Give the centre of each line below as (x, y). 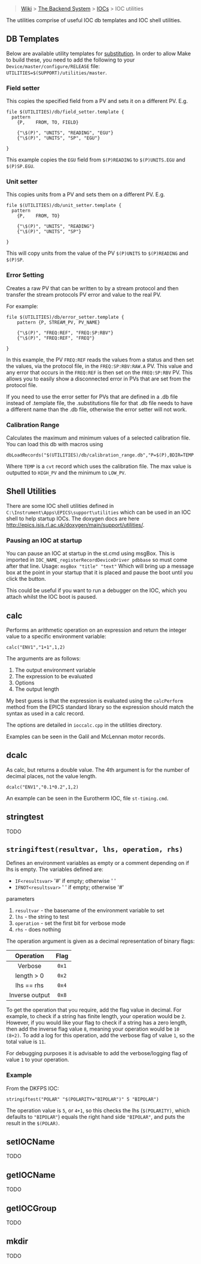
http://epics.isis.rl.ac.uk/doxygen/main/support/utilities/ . (75, 525)
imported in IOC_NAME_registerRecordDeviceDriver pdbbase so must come (97, 560)
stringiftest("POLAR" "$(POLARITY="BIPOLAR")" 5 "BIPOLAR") (83, 1099)
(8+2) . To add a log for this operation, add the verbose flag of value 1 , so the (100, 1035)
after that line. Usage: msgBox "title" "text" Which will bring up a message (100, 566)
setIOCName (31, 1142)
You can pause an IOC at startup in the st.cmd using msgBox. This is (91, 553)
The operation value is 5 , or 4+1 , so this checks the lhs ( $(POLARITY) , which (98, 1110)
